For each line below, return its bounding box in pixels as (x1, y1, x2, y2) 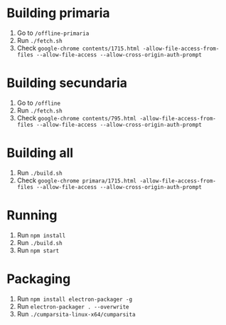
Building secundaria (6, 75, 128, 91)
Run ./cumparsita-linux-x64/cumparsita (16, 309, 136, 318)
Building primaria (6, 5, 111, 21)
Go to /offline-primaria (16, 29, 90, 37)
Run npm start (16, 246, 60, 254)
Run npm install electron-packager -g (16, 294, 133, 303)
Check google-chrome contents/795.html (16, 113, 137, 122)
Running (6, 207, 58, 223)
